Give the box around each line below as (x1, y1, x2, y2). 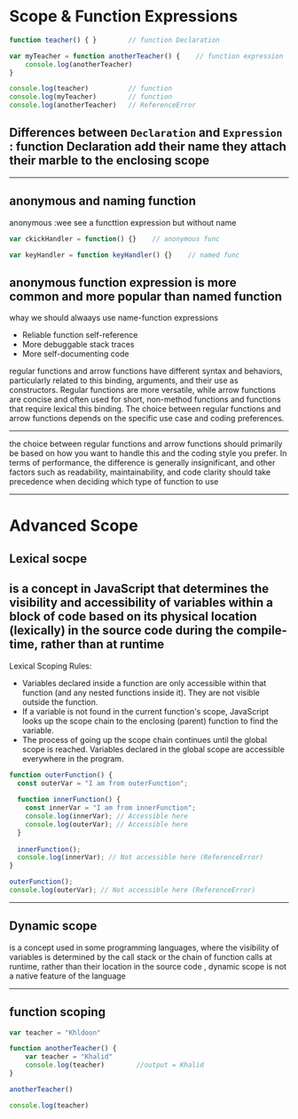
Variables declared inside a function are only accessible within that (21, 677, 267, 688)
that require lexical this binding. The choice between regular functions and (9, 404, 281, 414)
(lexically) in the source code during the (9, 623, 234, 638)
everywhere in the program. (21, 753, 124, 763)
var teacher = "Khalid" (25, 1052, 114, 1061)
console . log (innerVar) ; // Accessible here (25, 811, 189, 821)
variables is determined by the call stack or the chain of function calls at (9, 951, 272, 962)
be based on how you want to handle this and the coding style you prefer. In (9, 448, 287, 459)
